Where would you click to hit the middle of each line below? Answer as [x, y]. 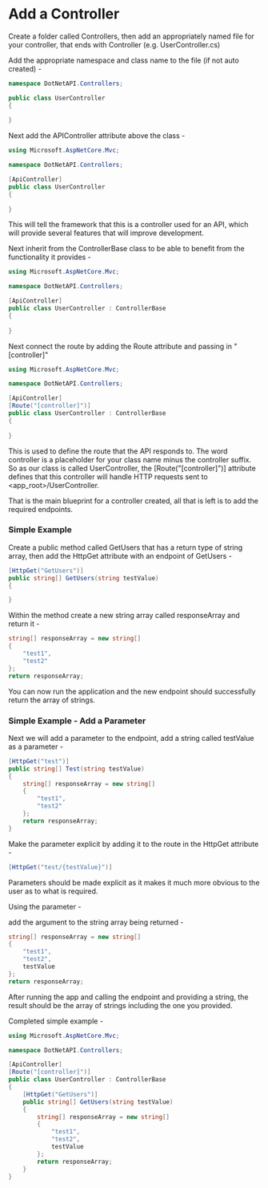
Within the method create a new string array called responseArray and [124, 616]
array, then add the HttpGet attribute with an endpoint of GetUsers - [120, 555]
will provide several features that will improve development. [106, 233]
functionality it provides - [50, 257]
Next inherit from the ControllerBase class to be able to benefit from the [127, 249]
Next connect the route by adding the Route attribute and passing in [120, 346]
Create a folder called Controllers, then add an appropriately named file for [131, 36]
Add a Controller [64, 14]
